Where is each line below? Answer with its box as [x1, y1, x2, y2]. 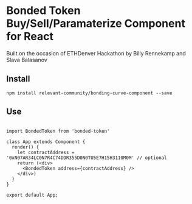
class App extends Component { [6, 138, 86, 145]
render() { [12, 144, 39, 150]
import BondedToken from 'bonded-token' [6, 128, 111, 134]
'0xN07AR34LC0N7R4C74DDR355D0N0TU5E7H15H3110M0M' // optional [6, 155, 167, 161]
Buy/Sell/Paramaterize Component [6, 16, 185, 30]
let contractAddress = [17, 149, 75, 155]
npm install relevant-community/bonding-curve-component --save [6, 90, 173, 96]
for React [6, 30, 53, 43]
